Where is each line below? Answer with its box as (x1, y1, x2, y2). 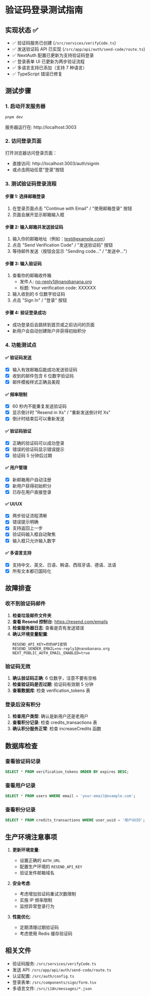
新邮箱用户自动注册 (12, 477, 52, 483)
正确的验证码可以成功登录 (12, 440, 65, 446)
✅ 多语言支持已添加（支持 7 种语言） (12, 65, 87, 70)
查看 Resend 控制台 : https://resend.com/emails (12, 619, 108, 624)
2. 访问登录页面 (5, 137, 42, 144)
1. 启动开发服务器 (5, 103, 46, 110)
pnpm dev (5, 115, 23, 120)
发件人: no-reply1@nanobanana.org (19, 279, 92, 285)
